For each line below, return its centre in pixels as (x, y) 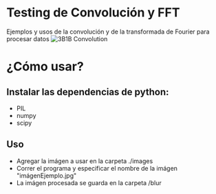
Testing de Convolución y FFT (93, 13)
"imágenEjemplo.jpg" (46, 175)
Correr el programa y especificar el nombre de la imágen (97, 168)
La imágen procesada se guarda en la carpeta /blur (89, 182)
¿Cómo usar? (45, 67)
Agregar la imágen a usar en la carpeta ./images (85, 161)
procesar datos (28, 38)
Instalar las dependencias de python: (88, 92)
